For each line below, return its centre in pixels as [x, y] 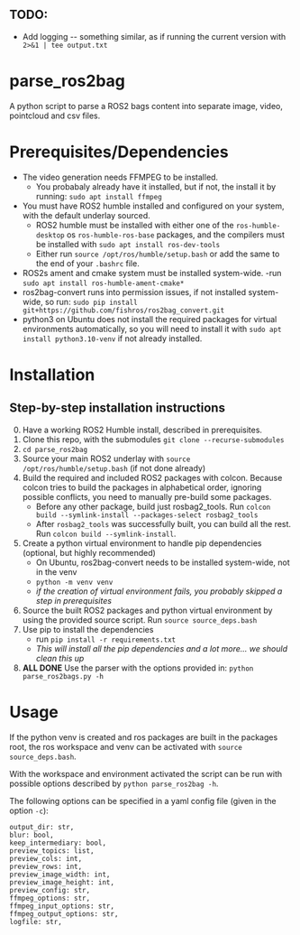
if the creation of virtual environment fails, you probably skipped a [159, 591]
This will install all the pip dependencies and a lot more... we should [162, 648]
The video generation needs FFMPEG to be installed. [120, 177]
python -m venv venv [74, 582]
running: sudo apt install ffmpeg [99, 196]
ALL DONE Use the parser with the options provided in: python [138, 668]
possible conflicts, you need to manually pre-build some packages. [147, 496]
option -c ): [29, 810]
